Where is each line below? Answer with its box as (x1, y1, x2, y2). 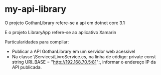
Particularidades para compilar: (4, 38, 69, 45)
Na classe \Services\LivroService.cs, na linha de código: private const (11, 53, 156, 60)
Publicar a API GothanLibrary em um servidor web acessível (11, 48, 136, 54)
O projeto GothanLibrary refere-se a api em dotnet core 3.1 (4, 20, 125, 26)
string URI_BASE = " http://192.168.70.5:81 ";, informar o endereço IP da (11, 59, 156, 65)
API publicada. (11, 64, 42, 70)
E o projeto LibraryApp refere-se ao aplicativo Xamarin (4, 29, 117, 35)
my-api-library (4, 3, 67, 15)
